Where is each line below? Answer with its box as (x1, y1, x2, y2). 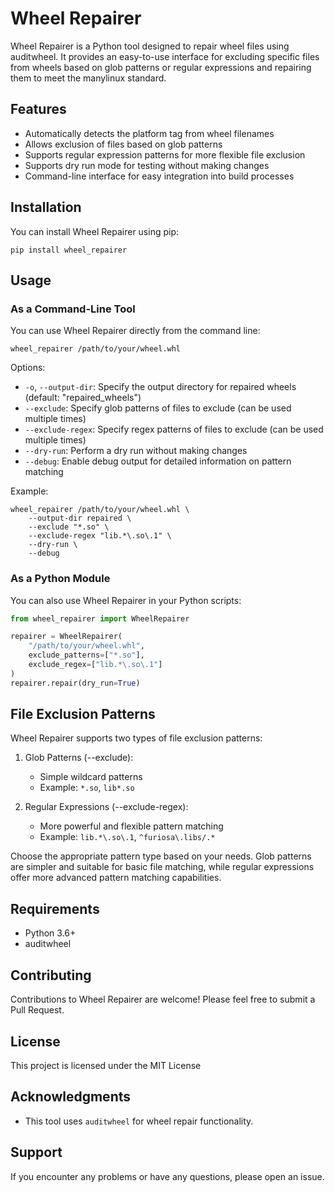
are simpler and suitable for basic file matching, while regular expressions (10, 861, 315, 873)
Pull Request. (10, 1004, 65, 1016)
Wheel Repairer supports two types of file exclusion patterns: (10, 732, 263, 744)
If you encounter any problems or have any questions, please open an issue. (10, 1170, 325, 1182)
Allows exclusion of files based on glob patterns (24, 138, 223, 150)
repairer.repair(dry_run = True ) (10, 678, 141, 688)
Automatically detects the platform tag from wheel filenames (24, 127, 275, 139)
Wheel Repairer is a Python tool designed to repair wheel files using (10, 40, 290, 52)
